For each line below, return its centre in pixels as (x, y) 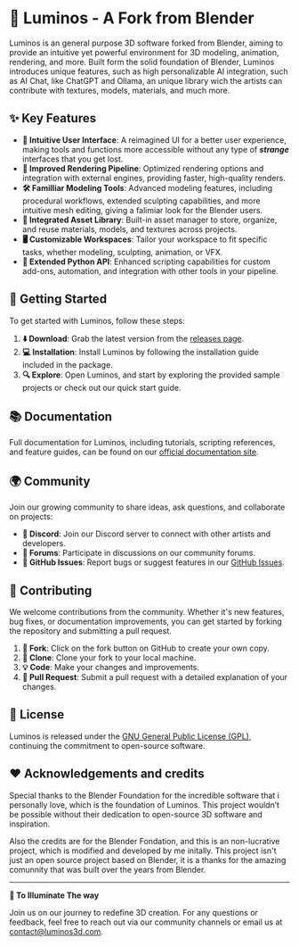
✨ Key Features (53, 118)
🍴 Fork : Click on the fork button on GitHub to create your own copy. (145, 648)
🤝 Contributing (51, 590)
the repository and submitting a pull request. (90, 631)
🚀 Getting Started (58, 299)
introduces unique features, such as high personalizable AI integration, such (149, 71)
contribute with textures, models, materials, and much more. (120, 90)
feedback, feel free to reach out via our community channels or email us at (146, 922)
